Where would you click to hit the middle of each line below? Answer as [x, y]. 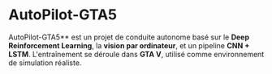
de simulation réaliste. [45, 63]
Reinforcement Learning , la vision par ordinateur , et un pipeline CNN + [129, 45]
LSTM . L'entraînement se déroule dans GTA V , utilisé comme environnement [136, 54]
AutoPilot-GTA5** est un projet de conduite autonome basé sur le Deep [129, 37]
